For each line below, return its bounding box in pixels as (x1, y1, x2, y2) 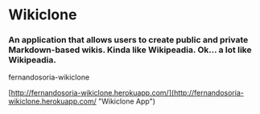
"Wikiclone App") (97, 96, 155, 106)
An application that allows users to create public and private (8, 35, 249, 46)
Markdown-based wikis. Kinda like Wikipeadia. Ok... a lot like (8, 44, 252, 55)
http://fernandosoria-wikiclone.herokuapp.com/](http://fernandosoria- (10, 88, 244, 98)
